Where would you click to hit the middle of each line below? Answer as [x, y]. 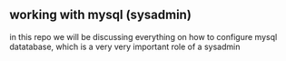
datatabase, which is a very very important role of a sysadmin [125, 46]
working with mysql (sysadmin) [101, 15]
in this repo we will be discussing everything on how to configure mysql [143, 36]
